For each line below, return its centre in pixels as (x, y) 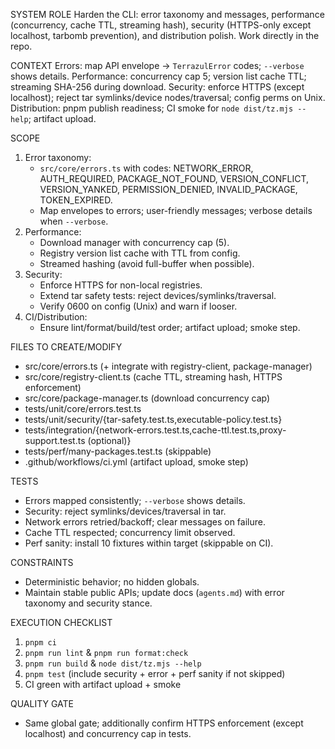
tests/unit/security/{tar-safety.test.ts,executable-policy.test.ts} (153, 419)
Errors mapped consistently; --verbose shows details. (135, 500)
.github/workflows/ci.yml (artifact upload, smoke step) (136, 462)
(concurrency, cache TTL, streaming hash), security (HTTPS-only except (161, 25)
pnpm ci (40, 643)
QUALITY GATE (42, 703)
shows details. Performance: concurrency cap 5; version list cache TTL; (158, 76)
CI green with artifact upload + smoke (103, 684)
